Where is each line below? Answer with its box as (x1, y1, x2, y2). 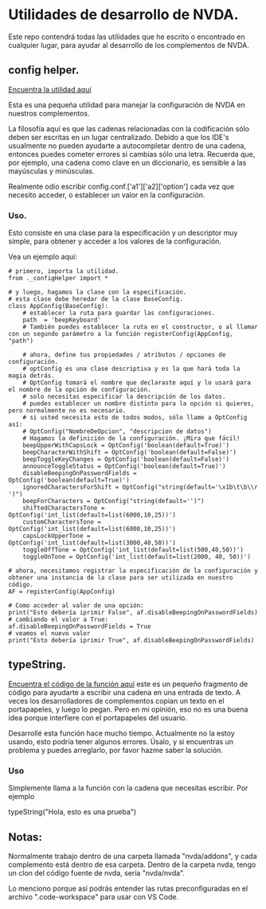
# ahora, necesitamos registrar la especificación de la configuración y (8, 567, 259, 575)
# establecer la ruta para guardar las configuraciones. (22, 309, 216, 318)
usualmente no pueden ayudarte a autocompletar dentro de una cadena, (8, 141, 247, 150)
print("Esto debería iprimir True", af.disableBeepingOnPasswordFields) (8, 637, 255, 645)
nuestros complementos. (8, 108, 90, 118)
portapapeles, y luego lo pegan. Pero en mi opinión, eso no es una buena (8, 704, 248, 714)
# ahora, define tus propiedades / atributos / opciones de (22, 351, 226, 359)
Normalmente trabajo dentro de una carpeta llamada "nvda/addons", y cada (8, 851, 257, 860)
